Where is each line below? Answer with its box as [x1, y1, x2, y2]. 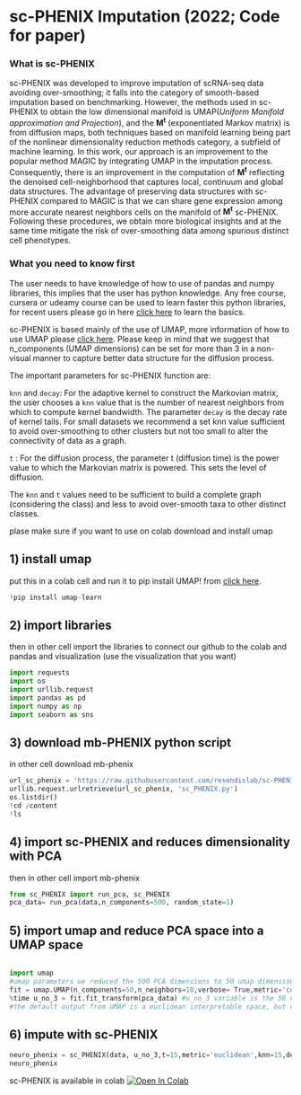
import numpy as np [9, 702, 82, 711]
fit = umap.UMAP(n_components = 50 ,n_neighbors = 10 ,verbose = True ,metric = [9, 985, 282, 994]
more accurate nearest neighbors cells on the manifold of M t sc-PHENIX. [9, 205, 279, 217]
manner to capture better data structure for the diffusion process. [32, 352, 275, 363]
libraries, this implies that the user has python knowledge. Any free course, [9, 287, 287, 298]
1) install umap [9, 552, 92, 567]
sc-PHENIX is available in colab [9, 1075, 125, 1086]
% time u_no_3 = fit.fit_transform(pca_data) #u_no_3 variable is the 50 [9, 993, 287, 1002]
